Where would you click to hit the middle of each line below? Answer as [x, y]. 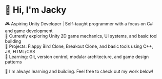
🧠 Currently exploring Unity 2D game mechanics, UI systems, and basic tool [81, 36]
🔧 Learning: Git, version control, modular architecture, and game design [77, 57]
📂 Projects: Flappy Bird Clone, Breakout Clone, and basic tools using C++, [79, 46]
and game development [29, 31]
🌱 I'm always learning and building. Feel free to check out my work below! [79, 71]
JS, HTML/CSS [20, 51]
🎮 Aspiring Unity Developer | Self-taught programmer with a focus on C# [79, 23]
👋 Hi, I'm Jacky [36, 10]
